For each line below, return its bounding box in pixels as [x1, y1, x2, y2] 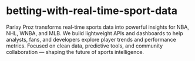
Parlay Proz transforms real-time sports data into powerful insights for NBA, [6, 23, 190, 30]
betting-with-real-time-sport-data [6, 4, 178, 18]
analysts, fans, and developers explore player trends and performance [6, 36, 176, 43]
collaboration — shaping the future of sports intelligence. [6, 48, 144, 55]
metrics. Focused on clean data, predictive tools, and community [6, 42, 163, 49]
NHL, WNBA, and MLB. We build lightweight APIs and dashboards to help [6, 29, 183, 36]
